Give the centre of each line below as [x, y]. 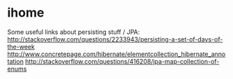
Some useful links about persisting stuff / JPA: [74, 32]
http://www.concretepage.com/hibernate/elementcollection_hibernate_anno [116, 54]
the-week [21, 46]
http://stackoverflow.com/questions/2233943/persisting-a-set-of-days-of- [115, 39]
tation [16, 61]
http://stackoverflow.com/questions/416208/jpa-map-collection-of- [122, 61]
